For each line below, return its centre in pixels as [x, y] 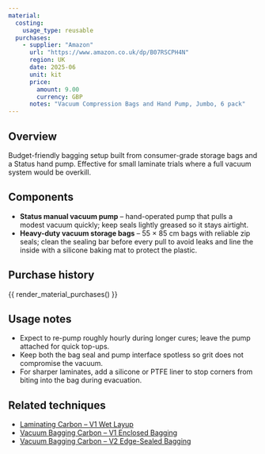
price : [40, 82]
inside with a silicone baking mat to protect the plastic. [108, 250]
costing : [30, 23]
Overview [33, 136]
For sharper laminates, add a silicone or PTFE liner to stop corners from [136, 372]
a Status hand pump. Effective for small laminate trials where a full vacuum [130, 164]
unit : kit [45, 75]
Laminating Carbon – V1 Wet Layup [77, 425]
